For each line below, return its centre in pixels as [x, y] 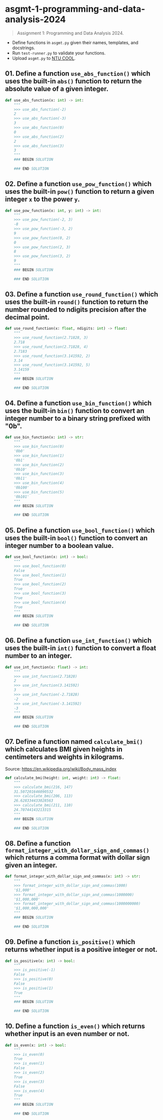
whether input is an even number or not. [67, 1034]
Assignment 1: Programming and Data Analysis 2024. [70, 33]
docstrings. [23, 48]
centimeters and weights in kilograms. [65, 757]
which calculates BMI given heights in [64, 749]
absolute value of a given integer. [57, 89]
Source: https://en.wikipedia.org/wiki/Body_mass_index [61, 769]
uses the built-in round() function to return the [77, 302]
